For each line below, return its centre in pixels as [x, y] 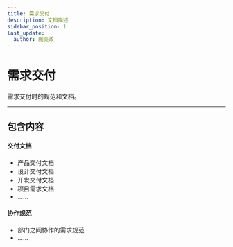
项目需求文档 [35, 189]
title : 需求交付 [28, 14]
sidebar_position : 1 [37, 26]
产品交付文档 [35, 162]
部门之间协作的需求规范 [51, 230]
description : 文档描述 [38, 20]
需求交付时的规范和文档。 [44, 96]
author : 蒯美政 [34, 40]
